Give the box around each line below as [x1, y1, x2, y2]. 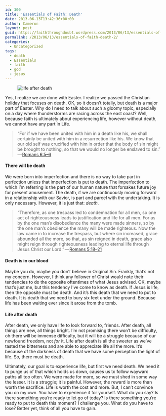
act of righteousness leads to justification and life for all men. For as [17, 215, 156, 221]
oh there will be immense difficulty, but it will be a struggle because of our [5, 333, 156, 339]
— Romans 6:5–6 [17, 151, 51, 157]
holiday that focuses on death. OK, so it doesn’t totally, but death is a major [5, 100, 158, 106]
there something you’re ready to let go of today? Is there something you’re [5, 395, 157, 401]
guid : [5, 30, 16, 35]
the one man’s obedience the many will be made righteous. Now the [17, 225, 156, 231]
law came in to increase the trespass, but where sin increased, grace [17, 231, 158, 237]
